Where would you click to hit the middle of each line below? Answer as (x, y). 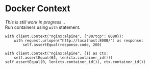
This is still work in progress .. (35, 22)
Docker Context (38, 9)
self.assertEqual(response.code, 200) (62, 45)
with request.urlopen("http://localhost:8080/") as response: (79, 40)
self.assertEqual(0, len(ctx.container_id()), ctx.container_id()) (75, 62)
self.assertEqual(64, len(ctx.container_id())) (63, 57)
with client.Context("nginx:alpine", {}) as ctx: (57, 53)
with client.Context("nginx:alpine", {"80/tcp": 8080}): (64, 36)
